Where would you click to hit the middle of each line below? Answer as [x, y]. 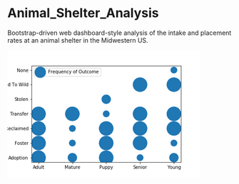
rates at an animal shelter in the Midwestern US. [78, 40]
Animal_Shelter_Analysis [83, 13]
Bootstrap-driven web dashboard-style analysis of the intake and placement [119, 33]
